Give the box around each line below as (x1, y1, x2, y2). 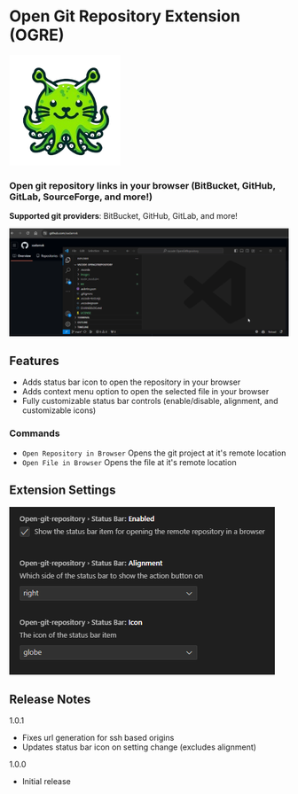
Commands (9, 427, 60, 440)
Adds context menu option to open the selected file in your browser (21, 386, 270, 397)
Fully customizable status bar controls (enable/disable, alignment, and (21, 396, 278, 407)
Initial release (21, 776, 71, 787)
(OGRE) (9, 25, 65, 45)
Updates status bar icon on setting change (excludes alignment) (21, 742, 257, 752)
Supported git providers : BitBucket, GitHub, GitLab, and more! (9, 211, 238, 222)
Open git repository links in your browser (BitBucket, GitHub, (9, 179, 277, 191)
